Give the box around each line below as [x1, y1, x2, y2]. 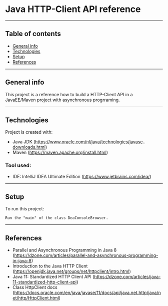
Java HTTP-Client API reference [5, 4, 141, 15]
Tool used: [5, 162, 31, 169]
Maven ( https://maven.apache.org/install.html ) [12, 149, 108, 156]
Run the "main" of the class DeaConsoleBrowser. [5, 215, 108, 221]
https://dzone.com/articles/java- [94, 274, 161, 280]
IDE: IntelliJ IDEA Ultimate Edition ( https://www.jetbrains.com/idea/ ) [12, 173, 151, 179]
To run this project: [5, 206, 44, 212]
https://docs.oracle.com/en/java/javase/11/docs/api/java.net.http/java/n [14, 289, 161, 296]
